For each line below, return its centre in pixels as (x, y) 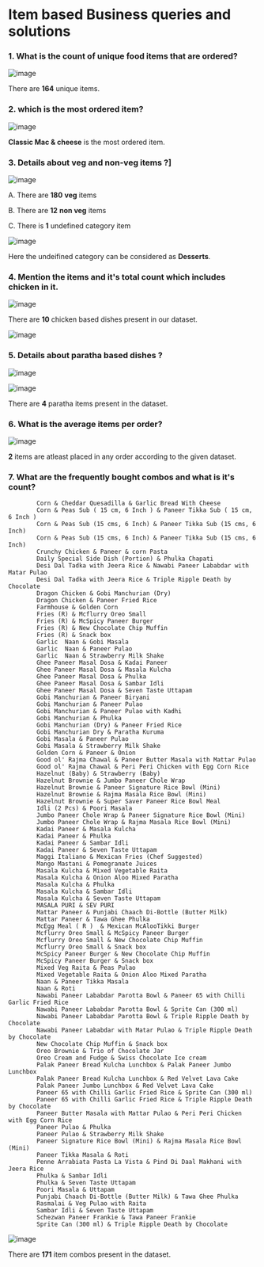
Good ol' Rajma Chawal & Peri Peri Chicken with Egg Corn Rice (143, 767)
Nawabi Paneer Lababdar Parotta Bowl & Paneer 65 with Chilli (141, 996)
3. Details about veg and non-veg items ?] (90, 162)
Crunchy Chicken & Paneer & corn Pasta (102, 552)
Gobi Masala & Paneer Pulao (83, 739)
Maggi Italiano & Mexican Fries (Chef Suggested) (120, 857)
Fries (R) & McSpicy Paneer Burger (95, 621)
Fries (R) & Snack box (74, 635)
